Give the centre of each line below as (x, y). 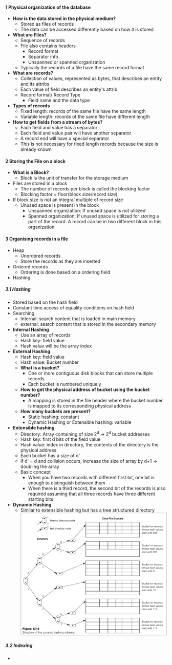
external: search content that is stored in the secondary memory (88, 324)
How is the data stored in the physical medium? (64, 18)
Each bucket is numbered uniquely (64, 384)
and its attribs (35, 84)
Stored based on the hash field (45, 302)
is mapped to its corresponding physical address (80, 406)
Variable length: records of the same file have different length (85, 117)
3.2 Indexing (19, 645)
